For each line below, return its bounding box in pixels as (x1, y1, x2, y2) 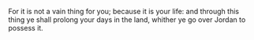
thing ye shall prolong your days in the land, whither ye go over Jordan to (8, 15, 246, 24)
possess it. (8, 24, 43, 32)
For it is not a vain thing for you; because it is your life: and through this (8, 7, 239, 16)
